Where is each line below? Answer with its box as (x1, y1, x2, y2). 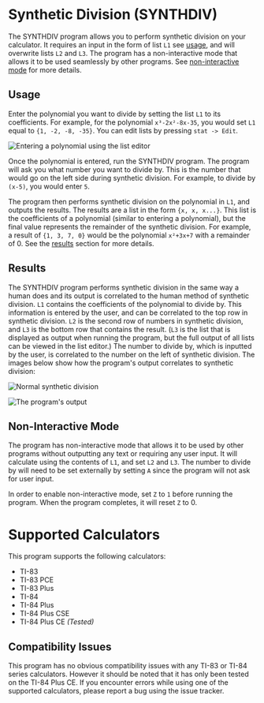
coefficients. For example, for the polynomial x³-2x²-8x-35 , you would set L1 (8, 117, 256, 127)
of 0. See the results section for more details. (8, 238, 155, 248)
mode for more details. (8, 65, 82, 74)
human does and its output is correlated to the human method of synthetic (8, 290, 250, 301)
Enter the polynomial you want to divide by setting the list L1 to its (8, 109, 221, 118)
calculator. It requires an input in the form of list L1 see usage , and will (8, 39, 235, 49)
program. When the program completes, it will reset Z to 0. (8, 498, 198, 507)
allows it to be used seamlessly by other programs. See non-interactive (8, 57, 240, 66)
